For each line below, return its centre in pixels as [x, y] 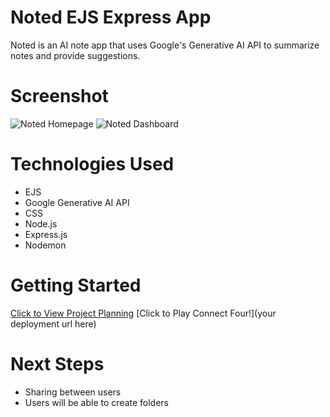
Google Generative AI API [77, 202]
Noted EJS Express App [111, 17]
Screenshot [59, 96]
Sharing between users [73, 392]
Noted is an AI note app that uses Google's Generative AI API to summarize [165, 45]
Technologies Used [92, 164]
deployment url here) [53, 323]
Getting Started [76, 285]
